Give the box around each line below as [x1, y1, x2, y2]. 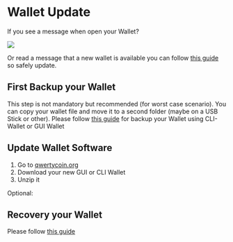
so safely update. [7, 60, 57, 70]
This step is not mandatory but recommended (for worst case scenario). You [7, 99, 227, 108]
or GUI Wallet [26, 122, 65, 130]
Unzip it [17, 175, 40, 184]
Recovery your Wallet [7, 209, 103, 220]
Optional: [7, 188, 33, 197]
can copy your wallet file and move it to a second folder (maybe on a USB [7, 107, 218, 115]
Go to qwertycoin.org [17, 161, 79, 169]
